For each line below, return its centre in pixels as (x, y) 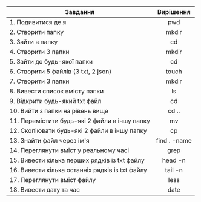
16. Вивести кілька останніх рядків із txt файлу (78, 170)
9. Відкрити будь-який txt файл (55, 101)
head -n (174, 160)
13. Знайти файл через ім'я (49, 140)
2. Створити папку (37, 32)
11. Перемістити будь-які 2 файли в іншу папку (80, 121)
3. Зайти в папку (34, 42)
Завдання (80, 12)
